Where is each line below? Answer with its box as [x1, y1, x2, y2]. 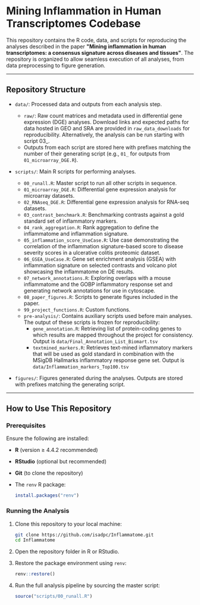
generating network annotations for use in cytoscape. [23, 287, 156, 294]
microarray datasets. [23, 192, 75, 199]
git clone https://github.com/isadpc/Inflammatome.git [14, 532, 154, 538]
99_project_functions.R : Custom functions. [23, 305, 131, 313]
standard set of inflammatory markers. [23, 217, 118, 224]
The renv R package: [14, 481, 66, 488]
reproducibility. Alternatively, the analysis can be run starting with [23, 131, 185, 138]
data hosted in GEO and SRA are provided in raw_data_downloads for [23, 124, 190, 132]
